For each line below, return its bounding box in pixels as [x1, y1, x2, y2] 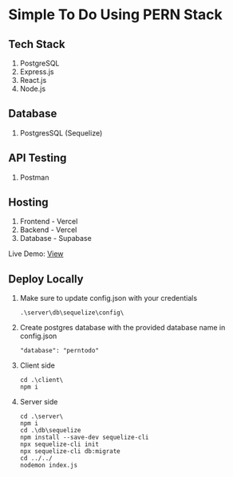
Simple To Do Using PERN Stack [8, 6, 223, 24]
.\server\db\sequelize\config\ [19, 309, 124, 317]
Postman [19, 172, 49, 182]
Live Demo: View [8, 249, 64, 258]
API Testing [8, 152, 67, 165]
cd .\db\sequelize [19, 427, 81, 435]
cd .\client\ [19, 376, 64, 384]
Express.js [19, 67, 54, 77]
